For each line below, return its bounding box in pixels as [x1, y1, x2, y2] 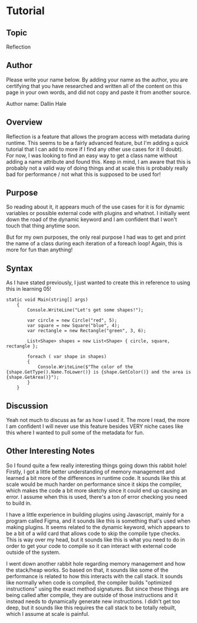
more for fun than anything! [6, 246, 73, 254]
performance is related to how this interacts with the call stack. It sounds [6, 572, 183, 580]
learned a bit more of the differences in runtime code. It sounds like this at [6, 474, 186, 481]
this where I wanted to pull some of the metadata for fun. [6, 429, 145, 436]
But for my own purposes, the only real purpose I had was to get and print [6, 233, 186, 241]
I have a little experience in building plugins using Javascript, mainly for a [6, 511, 184, 518]
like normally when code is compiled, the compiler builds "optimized [6, 579, 172, 586]
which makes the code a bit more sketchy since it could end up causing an [6, 486, 188, 494]
